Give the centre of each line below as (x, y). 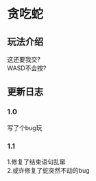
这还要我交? (24, 60)
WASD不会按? (27, 68)
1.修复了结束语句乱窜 (36, 162)
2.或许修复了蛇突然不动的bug (49, 170)
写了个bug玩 (25, 127)
